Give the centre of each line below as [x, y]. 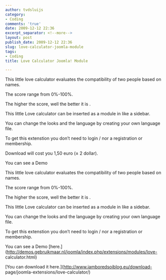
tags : [11, 51]
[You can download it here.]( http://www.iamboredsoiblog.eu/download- [79, 267]
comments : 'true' [23, 24]
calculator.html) [21, 257]
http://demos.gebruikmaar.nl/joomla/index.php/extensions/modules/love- [82, 252]
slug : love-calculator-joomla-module [44, 47]
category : [15, 14]
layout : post [19, 38]
